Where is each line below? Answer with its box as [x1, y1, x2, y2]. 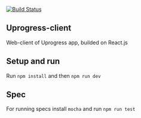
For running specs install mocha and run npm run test [6, 105, 136, 113]
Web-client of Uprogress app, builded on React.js [6, 39, 128, 46]
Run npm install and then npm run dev [6, 72, 101, 79]
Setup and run [6, 56, 60, 66]
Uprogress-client [6, 23, 72, 33]
